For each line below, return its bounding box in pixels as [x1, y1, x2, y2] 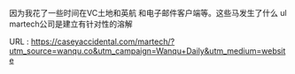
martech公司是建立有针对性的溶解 [9, 18, 133, 29]
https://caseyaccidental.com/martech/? [30, 36, 175, 47]
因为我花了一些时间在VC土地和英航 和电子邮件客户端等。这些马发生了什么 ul [9, 8, 287, 18]
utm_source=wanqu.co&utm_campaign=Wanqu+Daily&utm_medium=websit [9, 46, 286, 55]
